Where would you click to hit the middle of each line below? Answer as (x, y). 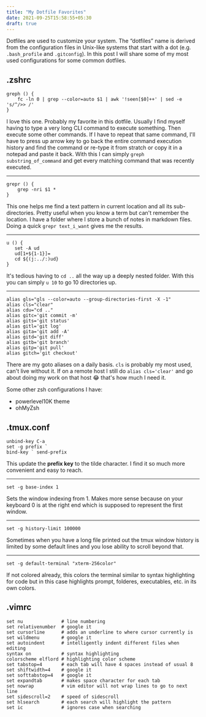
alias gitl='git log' (34, 326)
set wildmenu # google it (49, 637)
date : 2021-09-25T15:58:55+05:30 (49, 18)
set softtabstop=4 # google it (49, 675)
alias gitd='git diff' (35, 337)
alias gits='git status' (38, 321)
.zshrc (19, 80)
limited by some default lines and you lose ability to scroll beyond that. (95, 547)
